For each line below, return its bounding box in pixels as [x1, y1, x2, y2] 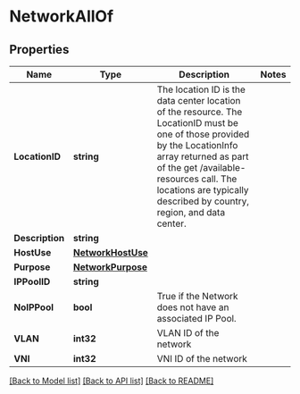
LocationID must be [156, 117, 239, 129]
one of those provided [156, 128, 250, 140]
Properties [9, 42, 70, 57]
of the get [156, 162, 198, 173]
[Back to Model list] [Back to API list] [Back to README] [9, 375, 214, 386]
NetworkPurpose [72, 261, 147, 273]
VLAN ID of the [156, 327, 220, 339]
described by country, [156, 195, 250, 207]
